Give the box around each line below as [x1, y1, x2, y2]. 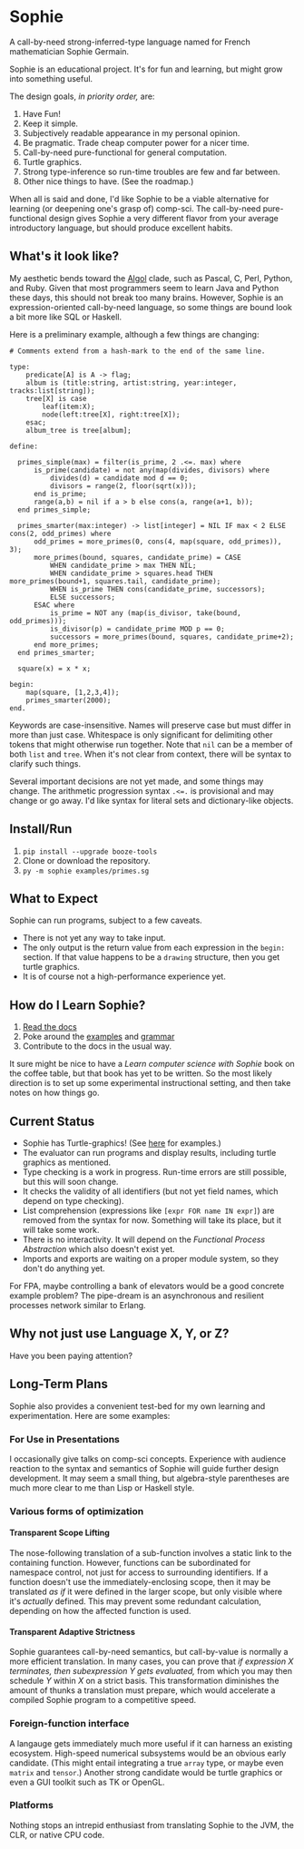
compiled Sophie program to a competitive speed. [9, 1695, 197, 1706]
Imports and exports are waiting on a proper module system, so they [22, 1254, 279, 1264]
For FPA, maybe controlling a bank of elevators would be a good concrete [9, 1281, 285, 1291]
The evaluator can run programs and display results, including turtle [22, 1148, 277, 1158]
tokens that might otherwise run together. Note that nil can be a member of [9, 739, 293, 749]
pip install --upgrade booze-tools [22, 846, 158, 856]
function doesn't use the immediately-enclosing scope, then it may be [9, 1577, 271, 1588]
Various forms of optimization [9, 1504, 144, 1517]
